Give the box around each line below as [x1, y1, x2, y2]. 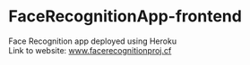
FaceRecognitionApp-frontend [8, 6, 243, 27]
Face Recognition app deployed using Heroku [8, 36, 177, 46]
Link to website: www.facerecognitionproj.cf [8, 45, 172, 55]
